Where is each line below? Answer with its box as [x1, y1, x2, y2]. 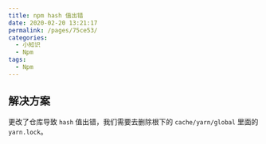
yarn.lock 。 [8, 127, 48, 136]
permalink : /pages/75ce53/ [8, 26, 98, 34]
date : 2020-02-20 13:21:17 [8, 19, 98, 27]
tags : [8, 56, 26, 64]
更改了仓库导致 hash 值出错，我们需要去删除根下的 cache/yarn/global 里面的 [8, 116, 259, 127]
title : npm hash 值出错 [8, 11, 84, 20]
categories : [8, 33, 48, 42]
